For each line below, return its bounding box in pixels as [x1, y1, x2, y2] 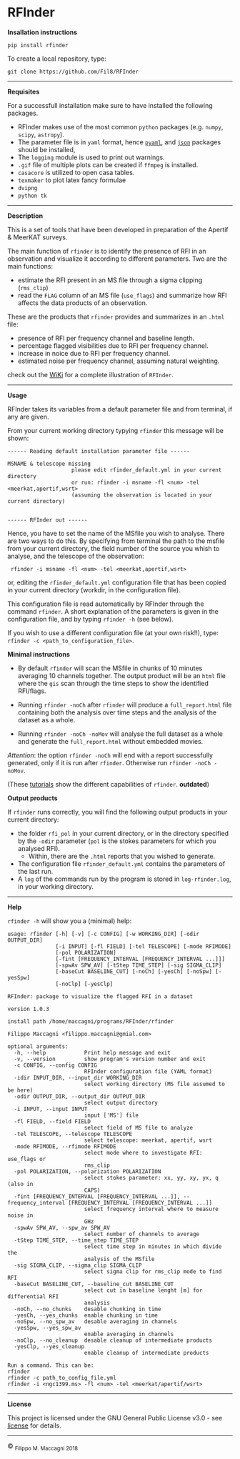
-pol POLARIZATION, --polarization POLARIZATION [14, 1167, 161, 1175]
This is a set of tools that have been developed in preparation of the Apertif [7, 225, 229, 234]
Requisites [7, 87, 40, 96]
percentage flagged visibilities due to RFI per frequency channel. [17, 341, 209, 350]
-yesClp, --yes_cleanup [14, 1343, 84, 1350]
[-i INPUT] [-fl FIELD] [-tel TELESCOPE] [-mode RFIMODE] [55, 942, 232, 950]
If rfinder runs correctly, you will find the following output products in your [7, 807, 228, 816]
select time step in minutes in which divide [84, 1243, 222, 1250]
